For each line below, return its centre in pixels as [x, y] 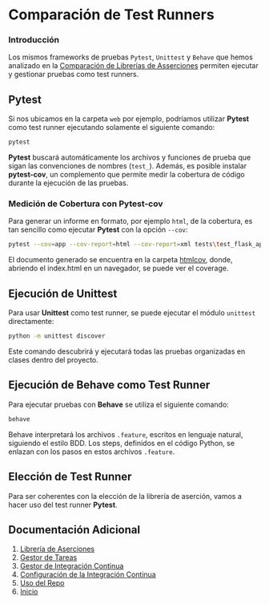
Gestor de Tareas [48, 557]
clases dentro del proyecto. [53, 360]
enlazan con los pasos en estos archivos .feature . [92, 452]
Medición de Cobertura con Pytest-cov [86, 204]
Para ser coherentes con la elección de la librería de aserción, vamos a [125, 496]
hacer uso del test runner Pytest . [63, 505]
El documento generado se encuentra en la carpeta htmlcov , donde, [121, 260]
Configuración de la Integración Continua [88, 574]
